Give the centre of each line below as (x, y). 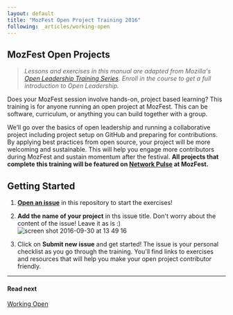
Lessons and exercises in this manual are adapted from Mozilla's (118, 71)
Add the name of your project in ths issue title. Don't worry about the (116, 216)
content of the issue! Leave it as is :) (69, 223)
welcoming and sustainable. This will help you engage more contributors (111, 150)
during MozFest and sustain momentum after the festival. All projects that (113, 157)
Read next (22, 289)
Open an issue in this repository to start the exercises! (95, 202)
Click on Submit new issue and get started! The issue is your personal (118, 244)
